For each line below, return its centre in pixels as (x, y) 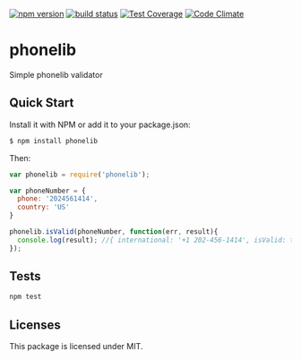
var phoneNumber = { (48, 191)
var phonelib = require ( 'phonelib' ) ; (80, 175)
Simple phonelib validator (56, 74)
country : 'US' (43, 207)
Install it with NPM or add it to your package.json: (100, 124)
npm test (26, 297)
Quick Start (42, 103)
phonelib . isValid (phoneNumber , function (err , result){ (114, 232)
